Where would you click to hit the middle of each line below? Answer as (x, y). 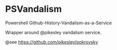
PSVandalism (33, 9)
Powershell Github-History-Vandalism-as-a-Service (59, 23)
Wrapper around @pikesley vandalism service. (53, 32)
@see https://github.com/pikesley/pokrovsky (52, 42)
